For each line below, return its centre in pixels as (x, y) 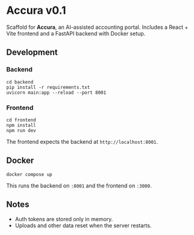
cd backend (20, 82)
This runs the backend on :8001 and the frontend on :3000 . (79, 185)
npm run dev (21, 130)
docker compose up (29, 174)
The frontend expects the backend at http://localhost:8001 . (82, 141)
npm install (21, 125)
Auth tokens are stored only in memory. (64, 219)
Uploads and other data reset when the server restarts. (83, 225)
